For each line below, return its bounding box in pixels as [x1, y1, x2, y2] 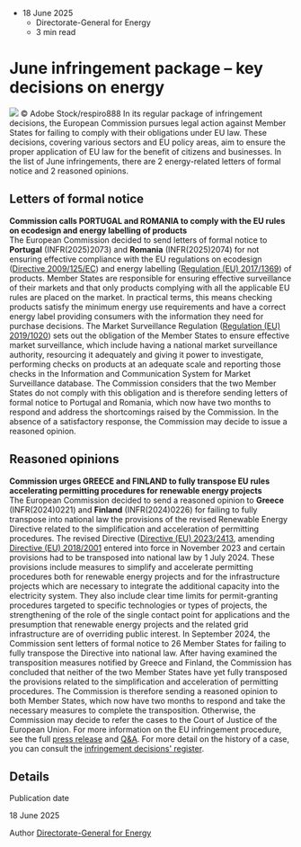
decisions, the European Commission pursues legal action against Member [9, 117, 287, 129]
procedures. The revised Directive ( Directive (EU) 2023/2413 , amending [9, 532, 276, 543]
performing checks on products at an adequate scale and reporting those [9, 359, 281, 370]
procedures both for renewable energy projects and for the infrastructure [9, 571, 280, 582]
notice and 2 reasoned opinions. [9, 165, 128, 176]
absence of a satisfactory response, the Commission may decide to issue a [9, 415, 288, 426]
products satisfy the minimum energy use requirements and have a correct [9, 301, 286, 312]
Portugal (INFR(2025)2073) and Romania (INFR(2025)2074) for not [9, 244, 260, 254]
